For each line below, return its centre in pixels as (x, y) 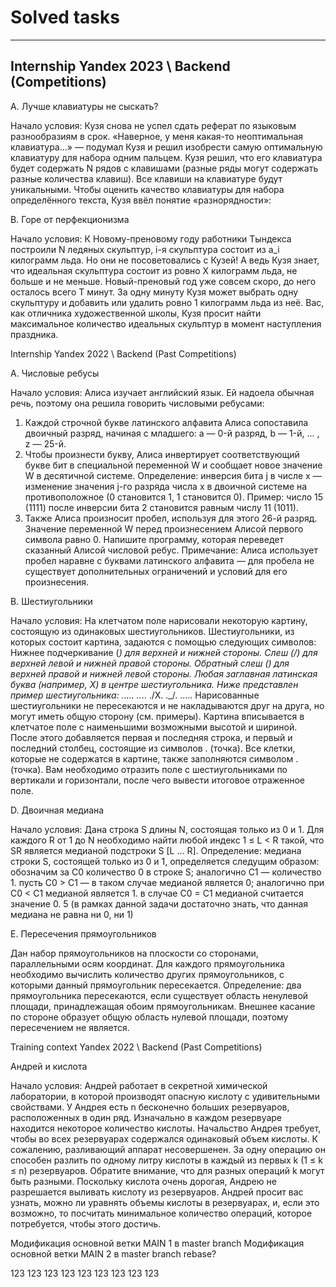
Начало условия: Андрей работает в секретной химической (139, 1085)
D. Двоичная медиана (57, 810)
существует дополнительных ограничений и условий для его (156, 571)
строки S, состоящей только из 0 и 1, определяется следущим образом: (165, 861)
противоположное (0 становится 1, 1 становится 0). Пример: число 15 (174, 497)
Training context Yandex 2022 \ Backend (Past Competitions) (136, 1047)
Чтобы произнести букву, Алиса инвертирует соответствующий (162, 454)
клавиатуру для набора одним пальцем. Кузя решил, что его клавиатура (166, 157)
